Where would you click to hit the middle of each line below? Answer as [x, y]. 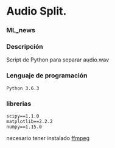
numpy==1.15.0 [24, 127]
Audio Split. [37, 11]
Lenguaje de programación [47, 76]
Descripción [25, 47]
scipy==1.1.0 [23, 116]
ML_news [21, 30]
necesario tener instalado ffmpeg [48, 138]
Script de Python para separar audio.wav [58, 60]
